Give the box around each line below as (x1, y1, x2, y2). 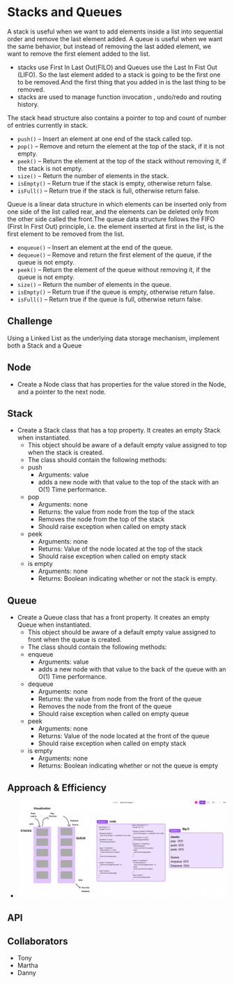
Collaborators (7, 936, 68, 947)
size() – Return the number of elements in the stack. (17, 172, 169, 180)
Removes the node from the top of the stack (38, 515, 165, 523)
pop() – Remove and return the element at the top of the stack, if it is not (17, 142, 225, 150)
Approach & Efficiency (7, 782, 107, 793)
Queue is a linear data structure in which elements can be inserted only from (7, 200, 227, 208)
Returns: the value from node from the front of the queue (38, 695, 202, 703)
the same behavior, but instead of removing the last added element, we (7, 42, 212, 50)
